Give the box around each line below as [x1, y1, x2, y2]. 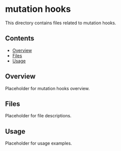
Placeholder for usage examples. [5, 140, 73, 147]
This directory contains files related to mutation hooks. [5, 20, 117, 26]
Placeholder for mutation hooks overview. [5, 85, 90, 91]
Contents [5, 34, 35, 43]
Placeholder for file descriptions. [5, 113, 72, 119]
